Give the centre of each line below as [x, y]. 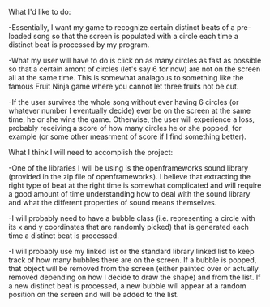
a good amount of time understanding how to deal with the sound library [129, 194]
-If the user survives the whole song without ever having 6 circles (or [124, 102]
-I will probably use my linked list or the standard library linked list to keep [131, 251]
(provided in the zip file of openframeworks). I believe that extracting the [130, 177]
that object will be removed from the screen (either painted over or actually [134, 268]
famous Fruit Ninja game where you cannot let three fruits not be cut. [124, 86]
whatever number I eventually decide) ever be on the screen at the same [130, 110]
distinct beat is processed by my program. [79, 45]
